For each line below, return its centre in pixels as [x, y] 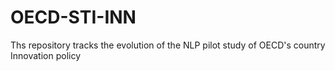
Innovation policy [45, 55]
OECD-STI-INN [73, 17]
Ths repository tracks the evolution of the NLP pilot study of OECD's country [168, 45]
